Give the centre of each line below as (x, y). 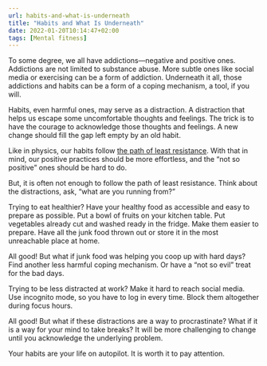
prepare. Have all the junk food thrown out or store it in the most (114, 233)
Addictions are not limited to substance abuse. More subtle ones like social (131, 69)
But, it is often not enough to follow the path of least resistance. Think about (133, 183)
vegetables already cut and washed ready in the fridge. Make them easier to (133, 224)
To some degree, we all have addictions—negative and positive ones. (122, 61)
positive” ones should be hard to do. (68, 167)
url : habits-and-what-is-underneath (69, 16)
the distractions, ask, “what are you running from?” (92, 191)
